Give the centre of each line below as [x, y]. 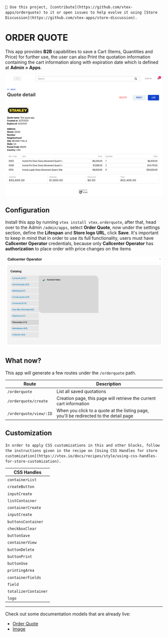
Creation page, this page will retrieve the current [106, 398]
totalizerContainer [27, 592]
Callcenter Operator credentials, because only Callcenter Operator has [79, 244]
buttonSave [18, 536]
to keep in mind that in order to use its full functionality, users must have [79, 238]
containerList [22, 480]
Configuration [27, 210]
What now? [23, 361]
